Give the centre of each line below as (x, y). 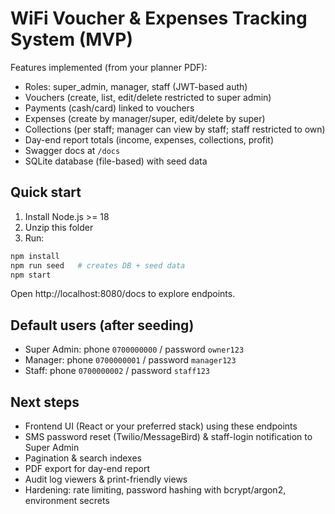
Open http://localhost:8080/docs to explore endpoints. (123, 294)
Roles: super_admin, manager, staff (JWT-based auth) (136, 86)
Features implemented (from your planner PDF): (109, 67)
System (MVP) (71, 39)
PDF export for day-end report (87, 468)
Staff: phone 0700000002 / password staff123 (117, 371)
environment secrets (67, 500)
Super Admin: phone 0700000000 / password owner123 (134, 349)
